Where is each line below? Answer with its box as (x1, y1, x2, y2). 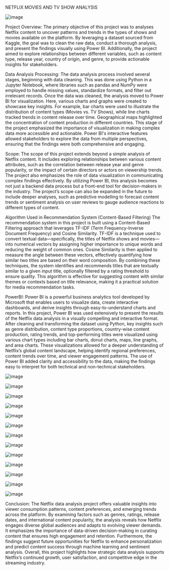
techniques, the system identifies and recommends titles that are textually (5, 263, 159, 268)
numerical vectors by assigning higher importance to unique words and (14, 241, 162, 247)
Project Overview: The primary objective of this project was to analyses (5, 24, 154, 30)
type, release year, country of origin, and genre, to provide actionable (5, 56, 150, 62)
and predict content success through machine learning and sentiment (5, 544, 150, 550)
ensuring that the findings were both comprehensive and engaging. (5, 141, 145, 147)
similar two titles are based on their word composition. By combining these (5, 257, 160, 263)
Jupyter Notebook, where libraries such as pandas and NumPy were (5, 82, 147, 88)
